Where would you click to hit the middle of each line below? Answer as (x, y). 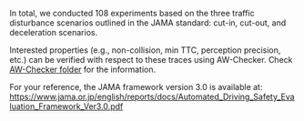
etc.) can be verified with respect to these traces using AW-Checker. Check (151, 60)
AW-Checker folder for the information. (83, 69)
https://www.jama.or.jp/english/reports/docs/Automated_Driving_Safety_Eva (152, 96)
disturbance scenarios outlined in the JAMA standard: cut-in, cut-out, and (148, 23)
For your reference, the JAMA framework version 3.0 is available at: (136, 87)
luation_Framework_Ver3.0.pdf (66, 106)
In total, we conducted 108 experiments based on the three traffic (132, 13)
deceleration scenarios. (54, 32)
